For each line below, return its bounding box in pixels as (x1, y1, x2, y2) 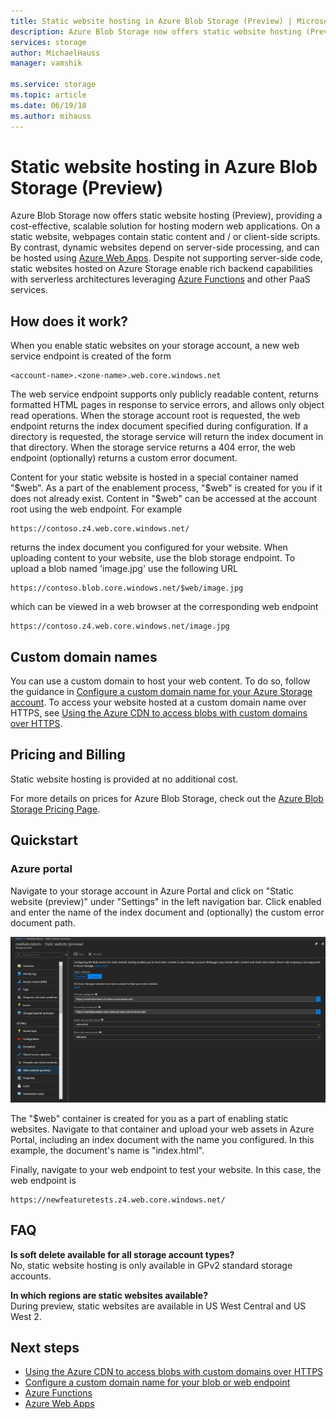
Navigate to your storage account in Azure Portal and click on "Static (10, 885, 294, 897)
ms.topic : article (10, 90, 87, 100)
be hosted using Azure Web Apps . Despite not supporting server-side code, (10, 252, 323, 264)
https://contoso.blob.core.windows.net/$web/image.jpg (10, 583, 244, 594)
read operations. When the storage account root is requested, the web (10, 410, 301, 422)
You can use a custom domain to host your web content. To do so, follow (10, 675, 311, 687)
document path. (10, 916, 76, 929)
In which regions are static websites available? (10, 1289, 208, 1301)
